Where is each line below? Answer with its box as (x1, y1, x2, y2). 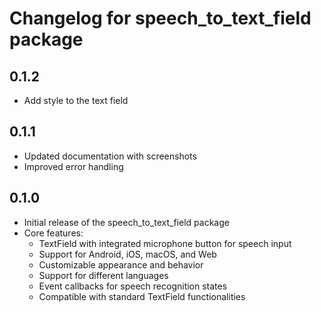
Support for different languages (38, 269, 169, 281)
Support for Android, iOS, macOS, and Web (38, 248, 217, 260)
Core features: (23, 227, 84, 239)
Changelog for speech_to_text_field (9, 7, 312, 30)
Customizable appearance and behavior (38, 258, 204, 271)
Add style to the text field (23, 95, 129, 106)
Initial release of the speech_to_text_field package (23, 216, 230, 228)
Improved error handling (23, 160, 124, 172)
